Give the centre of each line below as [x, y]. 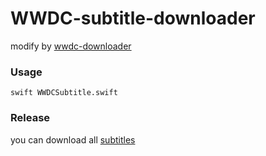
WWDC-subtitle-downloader [133, 18]
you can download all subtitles [73, 139]
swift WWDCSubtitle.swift [64, 93]
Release [30, 118]
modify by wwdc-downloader [71, 46]
